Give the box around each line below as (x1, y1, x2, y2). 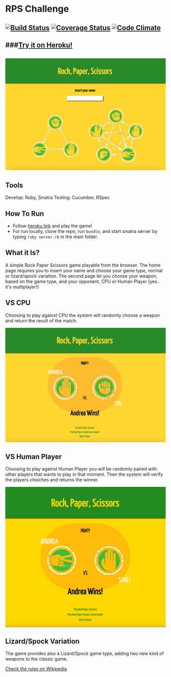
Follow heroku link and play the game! (12, 223, 93, 229)
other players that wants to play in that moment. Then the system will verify (5, 471, 163, 478)
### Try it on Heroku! (5, 40, 73, 49)
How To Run (5, 209, 44, 218)
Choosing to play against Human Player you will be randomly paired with (5, 466, 157, 472)
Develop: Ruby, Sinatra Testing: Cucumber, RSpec (5, 195, 110, 201)
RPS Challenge (5, 3, 69, 15)
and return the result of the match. (5, 317, 77, 323)
